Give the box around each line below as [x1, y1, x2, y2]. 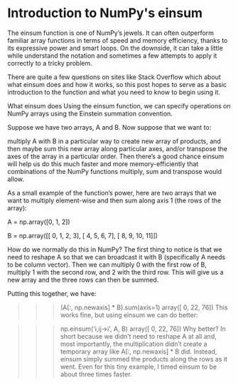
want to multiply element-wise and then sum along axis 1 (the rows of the [7, 196, 222, 205]
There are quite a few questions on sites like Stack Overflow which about [7, 73, 222, 81]
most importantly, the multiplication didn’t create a [60, 339, 207, 348]
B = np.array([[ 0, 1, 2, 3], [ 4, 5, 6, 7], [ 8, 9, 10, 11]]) [7, 231, 158, 240]
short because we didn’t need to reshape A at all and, [60, 332, 217, 340]
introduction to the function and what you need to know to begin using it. [7, 88, 221, 96]
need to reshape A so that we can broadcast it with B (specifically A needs [7, 252, 226, 261]
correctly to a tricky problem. [7, 58, 92, 67]
